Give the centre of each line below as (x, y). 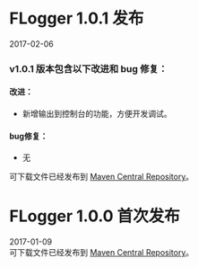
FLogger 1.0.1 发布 (77, 18)
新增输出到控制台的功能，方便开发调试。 (97, 114)
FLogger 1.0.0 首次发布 (95, 216)
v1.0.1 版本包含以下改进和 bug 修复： (89, 68)
